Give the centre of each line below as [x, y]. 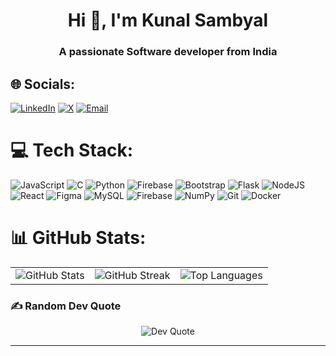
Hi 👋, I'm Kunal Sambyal [168, 20]
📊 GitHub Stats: [78, 238]
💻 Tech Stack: [72, 150]
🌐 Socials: [43, 84]
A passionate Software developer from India [168, 52]
